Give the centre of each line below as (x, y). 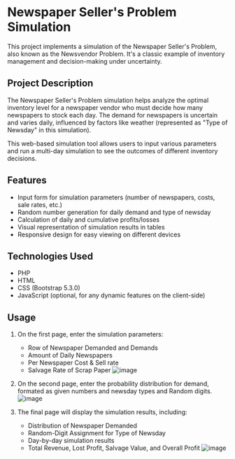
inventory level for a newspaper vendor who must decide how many (105, 107)
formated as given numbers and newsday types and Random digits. (115, 391)
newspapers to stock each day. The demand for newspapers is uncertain (113, 115)
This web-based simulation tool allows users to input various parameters (112, 143)
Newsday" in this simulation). (49, 129)
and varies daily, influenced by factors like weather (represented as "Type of (117, 122)
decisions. (22, 158)
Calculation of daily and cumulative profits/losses (88, 219)
